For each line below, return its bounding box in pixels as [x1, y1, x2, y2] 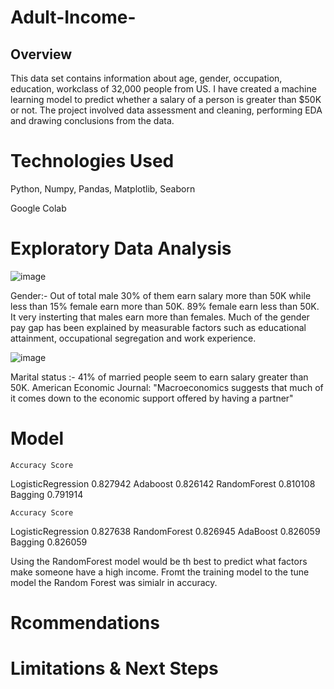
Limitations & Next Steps [10, 657, 219, 680]
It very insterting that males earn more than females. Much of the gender [10, 311, 310, 323]
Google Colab [10, 202, 67, 214]
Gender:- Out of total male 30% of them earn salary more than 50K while [10, 289, 312, 301]
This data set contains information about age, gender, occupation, [10, 72, 283, 84]
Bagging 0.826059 [10, 536, 88, 548]
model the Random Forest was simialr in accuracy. [10, 576, 218, 588]
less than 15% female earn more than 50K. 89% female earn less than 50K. [10, 300, 320, 312]
